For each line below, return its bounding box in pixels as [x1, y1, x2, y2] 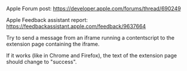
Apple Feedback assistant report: [6, 17, 88, 23]
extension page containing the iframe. [6, 41, 100, 47]
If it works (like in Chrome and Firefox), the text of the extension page [6, 52, 177, 59]
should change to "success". [6, 59, 77, 65]
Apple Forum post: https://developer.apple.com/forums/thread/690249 [6, 5, 181, 12]
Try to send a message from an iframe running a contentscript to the [6, 34, 175, 41]
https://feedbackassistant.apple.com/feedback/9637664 [6, 23, 146, 30]
